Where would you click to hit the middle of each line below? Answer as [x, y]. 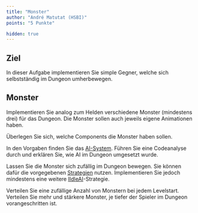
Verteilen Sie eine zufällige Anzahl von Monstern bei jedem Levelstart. [93, 190]
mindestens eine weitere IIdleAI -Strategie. [58, 179]
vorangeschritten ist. [32, 203]
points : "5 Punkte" [31, 23]
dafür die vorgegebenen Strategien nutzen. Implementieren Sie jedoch [93, 172]
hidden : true [22, 34]
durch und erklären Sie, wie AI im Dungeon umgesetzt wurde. [82, 154]
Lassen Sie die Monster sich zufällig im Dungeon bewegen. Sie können [94, 166]
